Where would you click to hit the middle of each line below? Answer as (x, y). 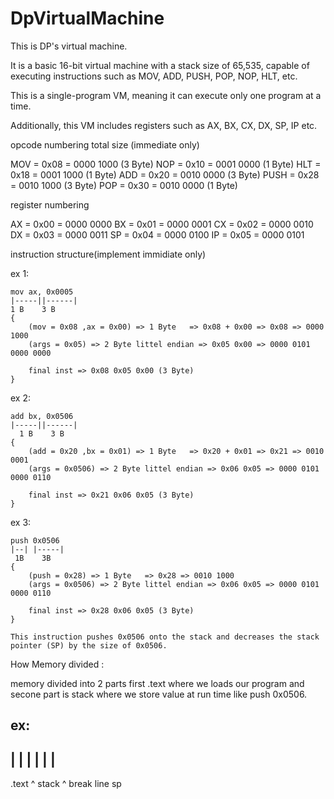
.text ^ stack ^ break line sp (66, 784)
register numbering (50, 204)
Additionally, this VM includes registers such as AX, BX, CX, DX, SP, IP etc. (164, 125)
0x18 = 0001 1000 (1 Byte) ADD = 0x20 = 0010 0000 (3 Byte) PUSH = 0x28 (165, 174)
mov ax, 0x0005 (42, 292)
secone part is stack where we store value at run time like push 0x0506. (159, 694)
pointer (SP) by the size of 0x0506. (89, 645)
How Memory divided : (57, 664)
